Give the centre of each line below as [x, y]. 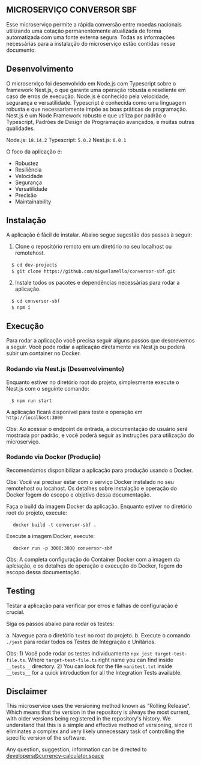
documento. [21, 50]
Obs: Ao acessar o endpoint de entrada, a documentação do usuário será [97, 429]
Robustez [27, 163]
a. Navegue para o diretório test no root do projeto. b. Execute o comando [98, 635]
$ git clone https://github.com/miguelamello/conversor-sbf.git [94, 271]
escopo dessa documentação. [44, 572]
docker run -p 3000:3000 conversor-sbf [63, 548]
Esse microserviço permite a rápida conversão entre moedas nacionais [94, 24]
